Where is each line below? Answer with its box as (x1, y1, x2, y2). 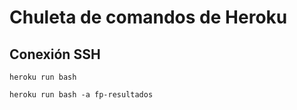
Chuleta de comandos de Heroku (9, 6, 288, 29)
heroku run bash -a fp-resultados (9, 90, 154, 100)
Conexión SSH (9, 46, 101, 63)
